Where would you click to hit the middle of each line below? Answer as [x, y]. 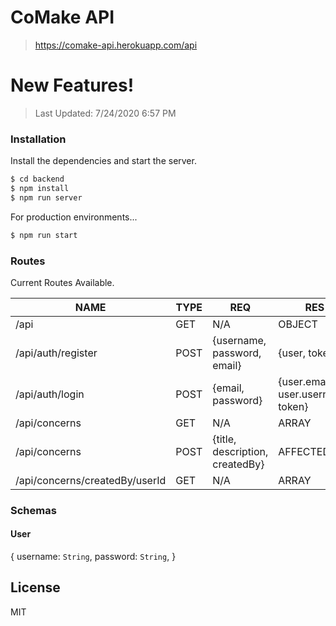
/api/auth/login [50, 394]
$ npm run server [46, 197]
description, [240, 451]
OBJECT [298, 324]
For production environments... [74, 217]
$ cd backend [37, 179]
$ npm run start [44, 235]
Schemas [33, 510]
